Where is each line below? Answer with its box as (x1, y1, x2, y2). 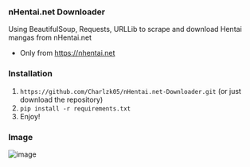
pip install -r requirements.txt (19, 104, 131, 113)
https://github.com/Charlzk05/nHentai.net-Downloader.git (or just (19, 86, 241, 95)
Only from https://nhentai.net (19, 49, 115, 58)
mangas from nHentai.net (8, 33, 92, 42)
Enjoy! (19, 111, 41, 121)
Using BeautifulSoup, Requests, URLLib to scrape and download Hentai (8, 25, 243, 34)
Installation (8, 68, 53, 80)
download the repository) (19, 95, 104, 104)
